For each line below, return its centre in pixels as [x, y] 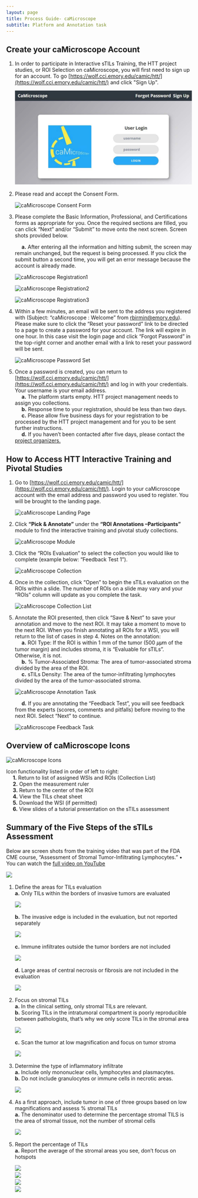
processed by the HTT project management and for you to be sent [95, 422]
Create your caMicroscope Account [73, 49]
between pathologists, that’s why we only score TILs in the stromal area [102, 1018]
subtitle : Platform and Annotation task [57, 25]
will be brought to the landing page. [58, 501]
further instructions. [39, 428]
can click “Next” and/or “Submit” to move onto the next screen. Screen [101, 229]
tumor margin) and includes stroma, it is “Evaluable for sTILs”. [89, 649]
